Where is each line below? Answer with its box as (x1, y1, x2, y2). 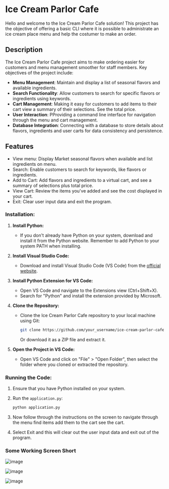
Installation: (5, 211, 35, 218)
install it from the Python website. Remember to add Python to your (20, 237, 159, 243)
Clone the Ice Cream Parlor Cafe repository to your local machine (20, 312, 156, 318)
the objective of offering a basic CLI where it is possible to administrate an (5, 25, 159, 31)
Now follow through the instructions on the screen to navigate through (12, 414, 158, 420)
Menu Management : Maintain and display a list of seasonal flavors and (12, 79, 160, 85)
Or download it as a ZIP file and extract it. (20, 336, 106, 342)
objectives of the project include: (5, 70, 74, 76)
